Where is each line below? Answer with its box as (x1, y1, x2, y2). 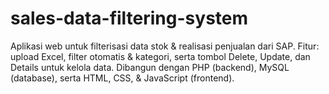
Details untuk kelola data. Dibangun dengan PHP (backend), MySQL (10, 61, 290, 73)
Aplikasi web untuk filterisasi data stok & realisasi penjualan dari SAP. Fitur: (10, 40, 320, 52)
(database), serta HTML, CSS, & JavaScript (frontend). (10, 72, 235, 84)
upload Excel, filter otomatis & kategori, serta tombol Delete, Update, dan (10, 50, 311, 62)
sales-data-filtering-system (10, 7, 249, 30)
